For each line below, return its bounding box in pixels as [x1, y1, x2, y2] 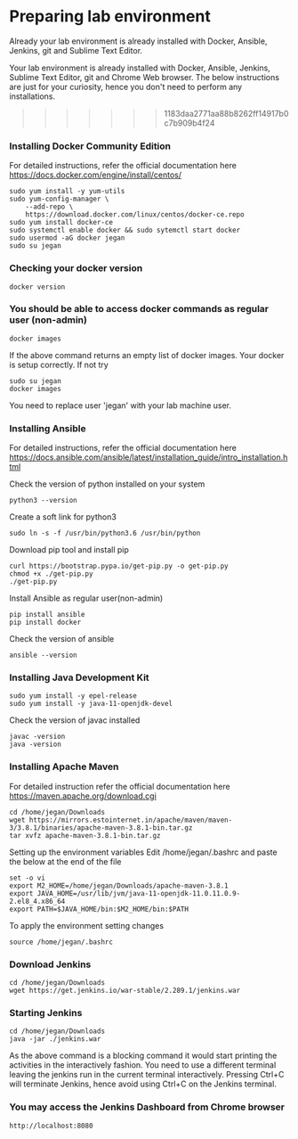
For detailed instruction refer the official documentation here [9, 781, 230, 791]
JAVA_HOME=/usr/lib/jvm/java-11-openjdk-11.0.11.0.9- [36, 889, 241, 897]
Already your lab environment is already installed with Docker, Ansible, [9, 36, 268, 46]
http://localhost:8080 [9, 1121, 93, 1130]
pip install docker [9, 618, 82, 627]
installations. [9, 91, 56, 102]
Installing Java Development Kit [9, 671, 149, 684]
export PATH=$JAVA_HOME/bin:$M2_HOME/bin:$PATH [9, 905, 189, 914]
